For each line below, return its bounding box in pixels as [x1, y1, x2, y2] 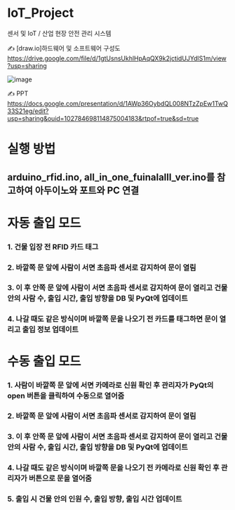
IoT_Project [7, 5, 74, 21]
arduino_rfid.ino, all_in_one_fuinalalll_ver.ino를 [7, 171, 215, 183]
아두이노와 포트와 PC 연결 [34, 184, 140, 196]
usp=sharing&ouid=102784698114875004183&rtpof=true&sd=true [7, 114, 199, 122]
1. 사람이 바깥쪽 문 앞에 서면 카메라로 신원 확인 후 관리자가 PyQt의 [7, 380, 214, 390]
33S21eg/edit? [7, 107, 49, 115]
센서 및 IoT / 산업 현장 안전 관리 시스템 [7, 29, 112, 37]
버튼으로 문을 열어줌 [29, 473, 93, 483]
